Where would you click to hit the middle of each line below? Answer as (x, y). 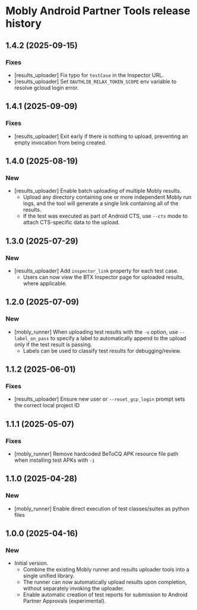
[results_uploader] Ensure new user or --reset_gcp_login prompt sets (99, 399)
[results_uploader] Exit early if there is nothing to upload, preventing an (101, 136)
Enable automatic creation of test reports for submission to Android (105, 595)
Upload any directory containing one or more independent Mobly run (107, 197)
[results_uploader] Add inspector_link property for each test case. (96, 270)
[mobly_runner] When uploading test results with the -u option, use (96, 332)
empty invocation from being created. (60, 142)
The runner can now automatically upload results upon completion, (105, 582)
